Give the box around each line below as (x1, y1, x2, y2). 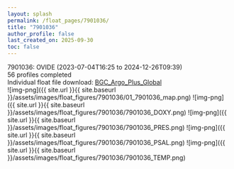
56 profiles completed (7, 70, 72, 79)
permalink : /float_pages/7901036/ (7, 17, 110, 24)
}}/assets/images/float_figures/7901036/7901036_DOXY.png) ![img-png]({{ (7, 108, 227, 116)
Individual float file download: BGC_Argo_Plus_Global (7, 78, 162, 86)
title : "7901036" (7, 23, 59, 31)
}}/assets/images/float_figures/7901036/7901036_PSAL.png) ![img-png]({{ (7, 138, 225, 146)
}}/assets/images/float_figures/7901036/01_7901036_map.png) (7, 93, 191, 102)
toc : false (7, 43, 40, 50)
